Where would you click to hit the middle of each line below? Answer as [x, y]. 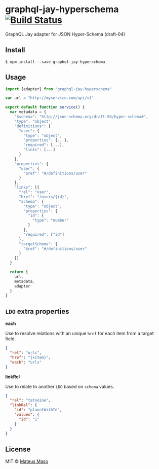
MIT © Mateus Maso [27, 461]
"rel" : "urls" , [26, 353]
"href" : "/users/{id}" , [44, 197]
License [18, 449]
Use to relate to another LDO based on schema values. [60, 386]
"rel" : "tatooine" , [30, 401]
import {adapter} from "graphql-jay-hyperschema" [59, 89]
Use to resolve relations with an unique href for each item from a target [79, 334]
